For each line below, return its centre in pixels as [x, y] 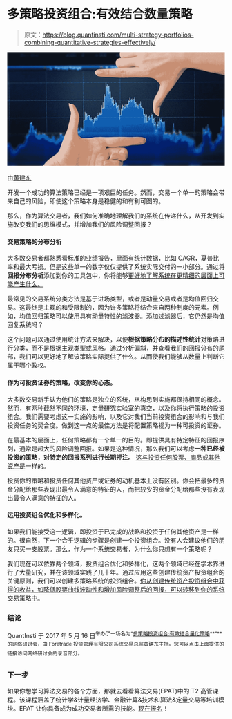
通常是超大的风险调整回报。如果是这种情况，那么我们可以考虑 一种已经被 [122, 448]
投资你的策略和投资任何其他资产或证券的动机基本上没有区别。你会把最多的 [113, 480]
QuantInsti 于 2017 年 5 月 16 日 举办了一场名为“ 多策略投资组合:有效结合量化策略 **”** [115, 635]
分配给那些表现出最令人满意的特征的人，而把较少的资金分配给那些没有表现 [119, 489]
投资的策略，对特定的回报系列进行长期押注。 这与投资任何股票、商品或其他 [114, 457]
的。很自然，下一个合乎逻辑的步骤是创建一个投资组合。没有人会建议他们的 [113, 540]
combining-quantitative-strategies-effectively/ [90, 42]
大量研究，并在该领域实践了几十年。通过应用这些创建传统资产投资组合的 [122, 572]
